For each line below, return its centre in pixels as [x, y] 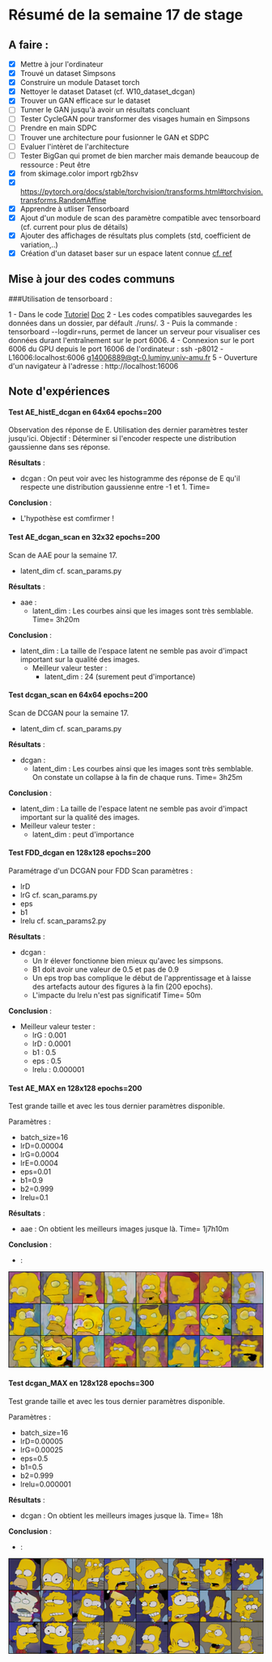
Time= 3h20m [56, 619]
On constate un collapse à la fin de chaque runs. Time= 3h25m [137, 777]
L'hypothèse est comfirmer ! [67, 519]
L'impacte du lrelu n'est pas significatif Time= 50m [117, 995]
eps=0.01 [35, 1172]
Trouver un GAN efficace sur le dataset [85, 101]
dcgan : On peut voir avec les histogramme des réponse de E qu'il [130, 478]
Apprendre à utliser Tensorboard [74, 209]
